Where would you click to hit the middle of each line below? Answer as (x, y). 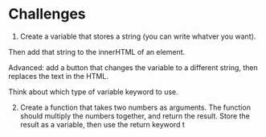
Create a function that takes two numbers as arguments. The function (135, 107)
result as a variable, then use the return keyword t (102, 124)
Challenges (47, 14)
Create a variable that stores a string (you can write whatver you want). (138, 36)
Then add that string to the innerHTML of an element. (97, 52)
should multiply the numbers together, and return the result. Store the (135, 116)
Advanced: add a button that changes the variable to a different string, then (133, 67)
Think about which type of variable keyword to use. (93, 91)
